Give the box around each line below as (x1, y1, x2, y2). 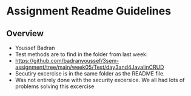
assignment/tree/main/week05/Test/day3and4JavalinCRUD (15, 63, 164, 71)
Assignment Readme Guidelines (6, 4, 172, 18)
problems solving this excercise (15, 83, 95, 90)
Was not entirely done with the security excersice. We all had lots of (15, 77, 185, 83)
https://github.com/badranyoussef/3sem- (15, 57, 119, 64)
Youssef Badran (15, 44, 55, 51)
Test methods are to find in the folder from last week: (15, 51, 148, 58)
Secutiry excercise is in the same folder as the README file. (15, 70, 165, 77)
